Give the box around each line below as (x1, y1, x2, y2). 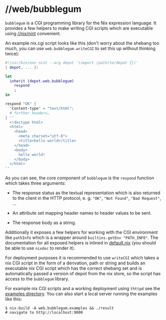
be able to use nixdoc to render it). (5, 245, 75, 251)
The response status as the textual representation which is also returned (12, 190, 161, 196)
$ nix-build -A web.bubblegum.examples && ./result (5, 306, 114, 311)
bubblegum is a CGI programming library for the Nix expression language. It (5, 20, 157, 26)
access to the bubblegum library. (5, 276, 69, 282)
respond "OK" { (5, 101, 37, 106)
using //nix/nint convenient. (5, 30, 61, 36)
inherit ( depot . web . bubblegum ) (9, 79, 74, 83)
